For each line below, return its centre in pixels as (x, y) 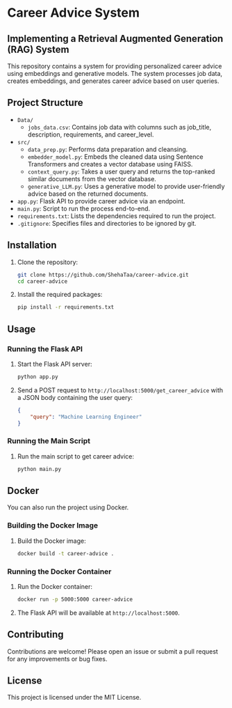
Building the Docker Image (53, 525)
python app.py (38, 377)
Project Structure (45, 103)
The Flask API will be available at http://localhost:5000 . (99, 613)
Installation (32, 245)
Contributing (35, 634)
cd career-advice (42, 281)
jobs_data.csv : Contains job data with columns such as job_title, (119, 127)
